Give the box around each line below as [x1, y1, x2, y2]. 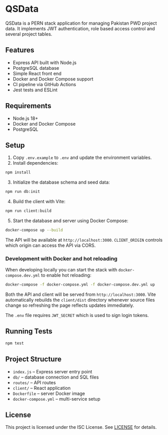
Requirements [5, 102, 51, 110]
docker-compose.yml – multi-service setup [12, 396, 101, 402]
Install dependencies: [12, 160, 59, 166]
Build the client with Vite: [12, 199, 66, 205]
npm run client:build [5, 208, 52, 213]
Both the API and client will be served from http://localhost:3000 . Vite [5, 291, 156, 298]
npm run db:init [5, 189, 40, 194]
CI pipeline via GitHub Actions [12, 81, 76, 87]
